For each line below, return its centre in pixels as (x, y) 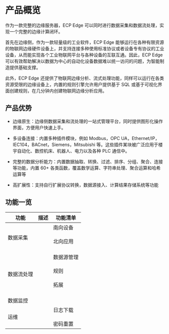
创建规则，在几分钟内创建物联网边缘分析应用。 (58, 91)
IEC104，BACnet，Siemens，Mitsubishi (54, 145)
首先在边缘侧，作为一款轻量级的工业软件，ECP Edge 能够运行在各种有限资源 (85, 42)
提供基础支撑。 (25, 67)
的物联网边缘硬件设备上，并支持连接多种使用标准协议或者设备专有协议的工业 (85, 48)
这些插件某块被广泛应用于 (132, 145)
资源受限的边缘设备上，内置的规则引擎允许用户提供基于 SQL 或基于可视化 (81, 84)
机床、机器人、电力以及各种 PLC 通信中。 (87, 151)
